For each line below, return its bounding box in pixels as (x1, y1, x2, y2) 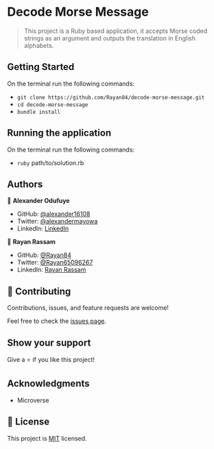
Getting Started (7, 61, 75, 73)
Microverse (16, 396, 49, 404)
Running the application (7, 128, 112, 139)
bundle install (16, 108, 61, 115)
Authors (7, 178, 43, 190)
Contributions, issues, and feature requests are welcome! (7, 304, 169, 312)
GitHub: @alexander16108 (16, 210, 91, 218)
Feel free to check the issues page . (7, 317, 106, 326)
